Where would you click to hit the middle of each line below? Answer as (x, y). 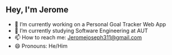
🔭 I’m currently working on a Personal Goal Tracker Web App (90, 24)
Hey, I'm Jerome (37, 10)
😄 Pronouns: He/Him (41, 46)
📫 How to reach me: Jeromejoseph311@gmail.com (78, 37)
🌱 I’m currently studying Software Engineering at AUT (81, 30)
